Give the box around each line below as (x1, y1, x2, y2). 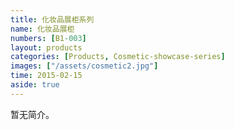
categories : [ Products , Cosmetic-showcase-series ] (10, 52, 226, 62)
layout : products (10, 42, 83, 53)
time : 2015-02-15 (10, 71, 83, 81)
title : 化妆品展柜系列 (10, 14, 95, 25)
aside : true (10, 80, 60, 90)
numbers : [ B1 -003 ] (10, 33, 87, 43)
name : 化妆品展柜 (10, 24, 75, 34)
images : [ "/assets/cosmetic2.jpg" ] (10, 61, 159, 71)
